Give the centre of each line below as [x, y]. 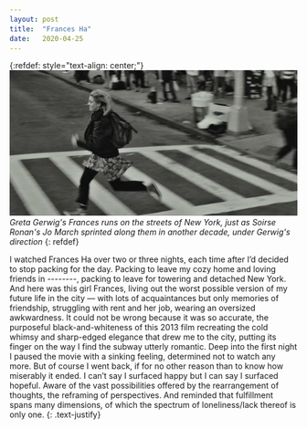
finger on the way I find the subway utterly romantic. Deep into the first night [153, 347]
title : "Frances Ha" [51, 29]
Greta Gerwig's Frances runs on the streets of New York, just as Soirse [143, 223]
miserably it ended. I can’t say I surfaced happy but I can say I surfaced [144, 376]
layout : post [34, 19]
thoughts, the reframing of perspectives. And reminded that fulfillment [142, 395]
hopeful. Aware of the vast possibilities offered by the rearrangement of [144, 386]
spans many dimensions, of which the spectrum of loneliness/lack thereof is [153, 405]
